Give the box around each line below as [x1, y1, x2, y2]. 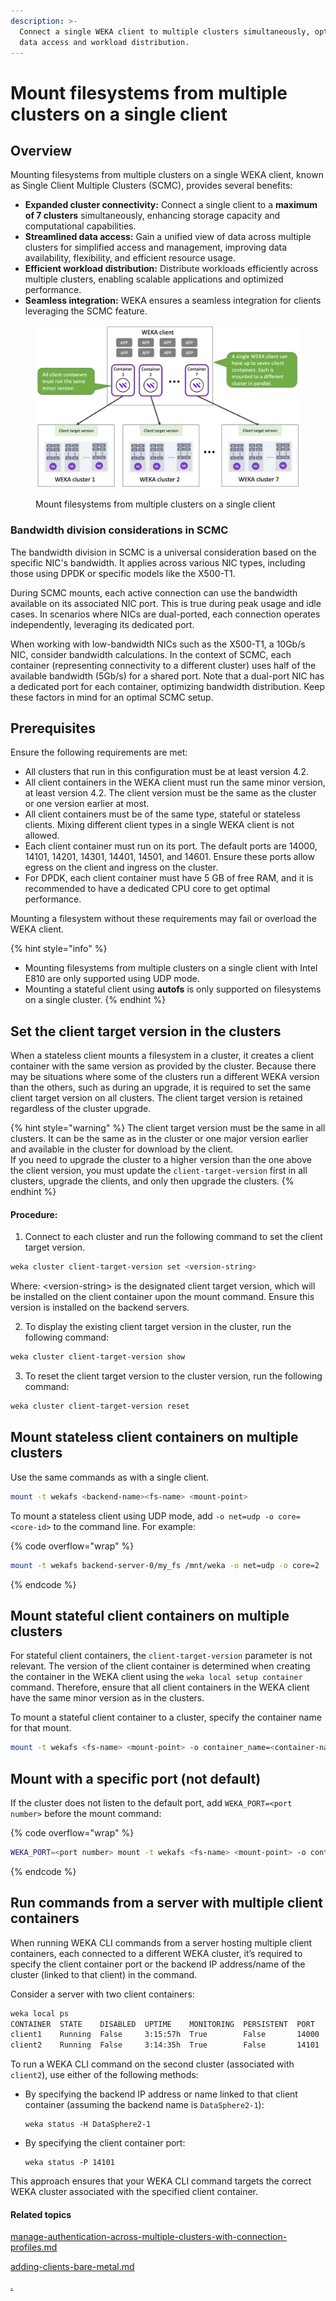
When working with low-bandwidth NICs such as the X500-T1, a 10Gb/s [10, 638, 306, 650]
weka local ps [10, 2008, 70, 2019]
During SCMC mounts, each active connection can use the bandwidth [10, 586, 298, 599]
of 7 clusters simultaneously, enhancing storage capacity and [24, 210, 281, 222]
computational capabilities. [24, 220, 137, 232]
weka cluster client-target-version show [10, 1352, 186, 1362]
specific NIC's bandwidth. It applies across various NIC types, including [10, 556, 306, 569]
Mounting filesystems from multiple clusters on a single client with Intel [24, 962, 318, 974]
